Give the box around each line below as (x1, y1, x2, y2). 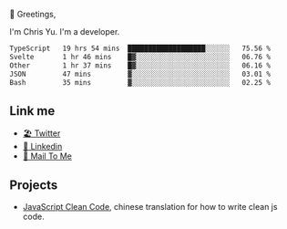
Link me (9, 103, 56, 119)
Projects (9, 177, 58, 193)
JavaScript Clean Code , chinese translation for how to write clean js (22, 202, 278, 212)
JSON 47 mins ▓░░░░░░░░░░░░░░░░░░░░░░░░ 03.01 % (9, 69, 272, 78)
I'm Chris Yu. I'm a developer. (9, 26, 120, 36)
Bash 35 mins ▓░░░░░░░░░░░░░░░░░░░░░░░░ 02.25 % (9, 78, 272, 87)
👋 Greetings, (9, 9, 56, 19)
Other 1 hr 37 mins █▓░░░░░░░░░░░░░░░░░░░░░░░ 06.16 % (9, 60, 272, 70)
